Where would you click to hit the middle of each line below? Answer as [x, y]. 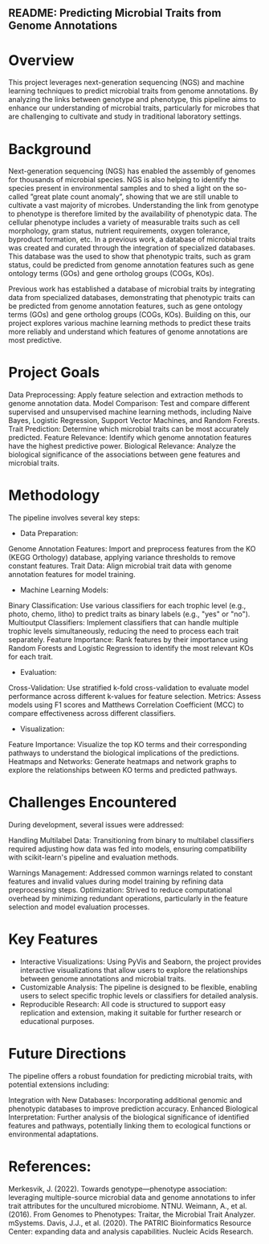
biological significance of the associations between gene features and [124, 455]
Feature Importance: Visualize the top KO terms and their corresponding [128, 745]
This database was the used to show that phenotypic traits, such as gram [130, 257]
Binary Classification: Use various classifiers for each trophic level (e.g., [127, 606]
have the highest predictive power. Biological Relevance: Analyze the [122, 446]
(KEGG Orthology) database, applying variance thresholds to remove [122, 558]
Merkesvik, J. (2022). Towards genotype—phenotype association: [118, 1189]
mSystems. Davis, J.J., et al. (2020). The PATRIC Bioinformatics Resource [130, 1222]
